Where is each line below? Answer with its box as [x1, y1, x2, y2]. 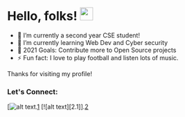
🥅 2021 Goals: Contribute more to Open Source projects [17, 46, 177, 54]
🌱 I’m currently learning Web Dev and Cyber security [17, 38, 168, 46]
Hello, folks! [7, 8, 78, 24]
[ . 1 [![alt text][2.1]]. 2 [7, 102, 89, 111]
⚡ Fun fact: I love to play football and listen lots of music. [17, 53, 179, 62]
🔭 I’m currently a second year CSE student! [17, 31, 141, 39]
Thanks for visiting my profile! [7, 69, 92, 78]
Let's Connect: [7, 87, 58, 96]
